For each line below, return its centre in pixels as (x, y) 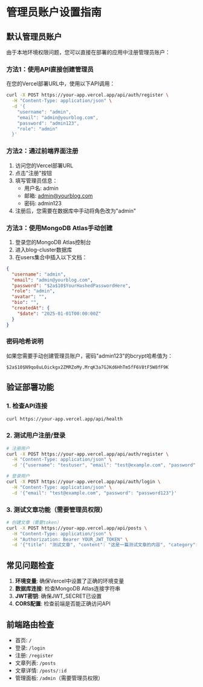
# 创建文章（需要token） (34, 522)
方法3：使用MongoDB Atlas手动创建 (60, 228)
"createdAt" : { (31, 308)
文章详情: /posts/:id (41, 670)
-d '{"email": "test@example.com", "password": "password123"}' (94, 493)
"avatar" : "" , (29, 297)
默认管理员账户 (34, 37)
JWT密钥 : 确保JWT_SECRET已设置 (58, 596)
